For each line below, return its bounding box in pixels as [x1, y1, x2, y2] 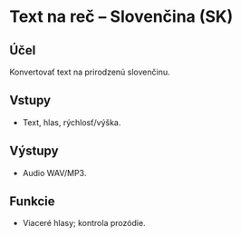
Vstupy [9, 93, 52, 108]
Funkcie [9, 193, 56, 210]
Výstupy [9, 143, 59, 159]
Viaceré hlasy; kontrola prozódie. [22, 218, 147, 229]
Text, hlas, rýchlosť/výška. [22, 116, 121, 128]
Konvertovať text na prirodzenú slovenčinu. [9, 66, 170, 77]
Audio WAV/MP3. [22, 167, 87, 178]
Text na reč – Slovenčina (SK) [9, 6, 234, 27]
